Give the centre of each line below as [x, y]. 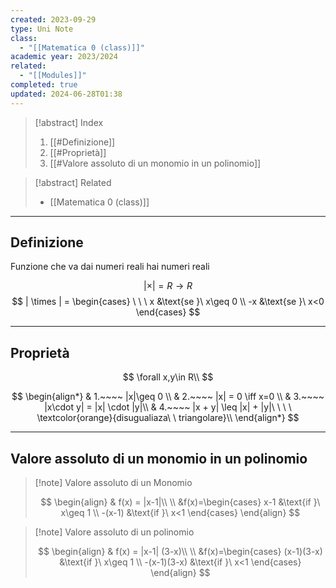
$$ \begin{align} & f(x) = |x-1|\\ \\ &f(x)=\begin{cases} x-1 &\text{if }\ [180, 502]
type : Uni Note [42, 29]
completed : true [44, 85]
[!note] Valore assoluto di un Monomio [113, 483]
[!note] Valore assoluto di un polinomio [114, 532]
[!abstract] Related [73, 182]
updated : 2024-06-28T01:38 [66, 94]
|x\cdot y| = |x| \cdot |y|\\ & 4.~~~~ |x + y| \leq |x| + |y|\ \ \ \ [168, 407]
